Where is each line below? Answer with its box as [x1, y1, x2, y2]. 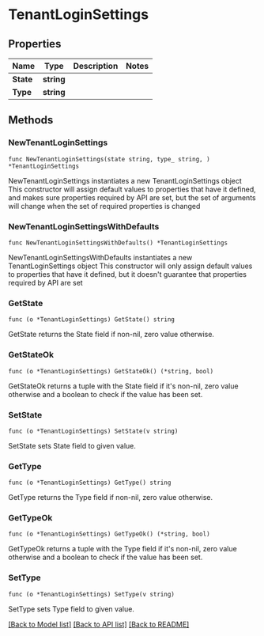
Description [73, 61, 119, 71]
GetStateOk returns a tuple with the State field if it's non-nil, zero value [8, 381, 239, 391]
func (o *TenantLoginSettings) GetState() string [8, 316, 175, 324]
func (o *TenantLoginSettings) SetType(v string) [8, 590, 175, 598]
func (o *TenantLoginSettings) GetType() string [8, 479, 172, 487]
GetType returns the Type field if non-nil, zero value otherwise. [8, 493, 213, 502]
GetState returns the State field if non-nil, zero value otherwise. [8, 330, 215, 339]
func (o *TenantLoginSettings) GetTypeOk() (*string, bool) [8, 530, 211, 539]
